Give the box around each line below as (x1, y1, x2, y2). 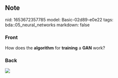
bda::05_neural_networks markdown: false (5, 22, 90, 28)
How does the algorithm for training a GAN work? (5, 45, 105, 51)
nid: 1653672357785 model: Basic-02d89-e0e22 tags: (5, 16, 114, 22)
